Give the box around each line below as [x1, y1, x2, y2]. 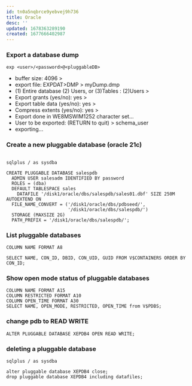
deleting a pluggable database [6, 345, 97, 353]
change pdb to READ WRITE [6, 317, 89, 326]
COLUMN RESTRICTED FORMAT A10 [6, 293, 82, 299]
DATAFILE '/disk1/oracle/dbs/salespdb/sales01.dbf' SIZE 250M [17, 191, 175, 197]
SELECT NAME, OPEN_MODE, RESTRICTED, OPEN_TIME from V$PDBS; [6, 303, 162, 309]
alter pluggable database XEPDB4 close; [6, 369, 109, 375]
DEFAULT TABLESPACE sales [11, 186, 77, 192]
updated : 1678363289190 [6, 25, 66, 32]
